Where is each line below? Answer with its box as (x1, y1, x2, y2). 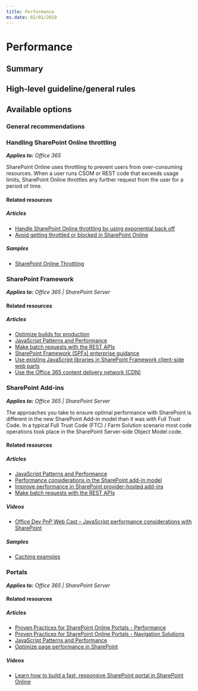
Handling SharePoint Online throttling (6, 138, 117, 146)
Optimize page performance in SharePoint (14, 643, 118, 650)
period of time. (6, 183, 43, 190)
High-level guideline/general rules (6, 84, 136, 94)
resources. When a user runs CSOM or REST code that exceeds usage (6, 170, 179, 177)
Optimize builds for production (14, 331, 90, 338)
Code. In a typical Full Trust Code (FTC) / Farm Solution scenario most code (6, 422, 192, 429)
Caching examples (14, 553, 61, 560)
